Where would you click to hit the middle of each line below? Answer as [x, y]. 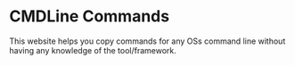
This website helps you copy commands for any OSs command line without [147, 41]
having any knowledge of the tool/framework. [93, 50]
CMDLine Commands [90, 16]
